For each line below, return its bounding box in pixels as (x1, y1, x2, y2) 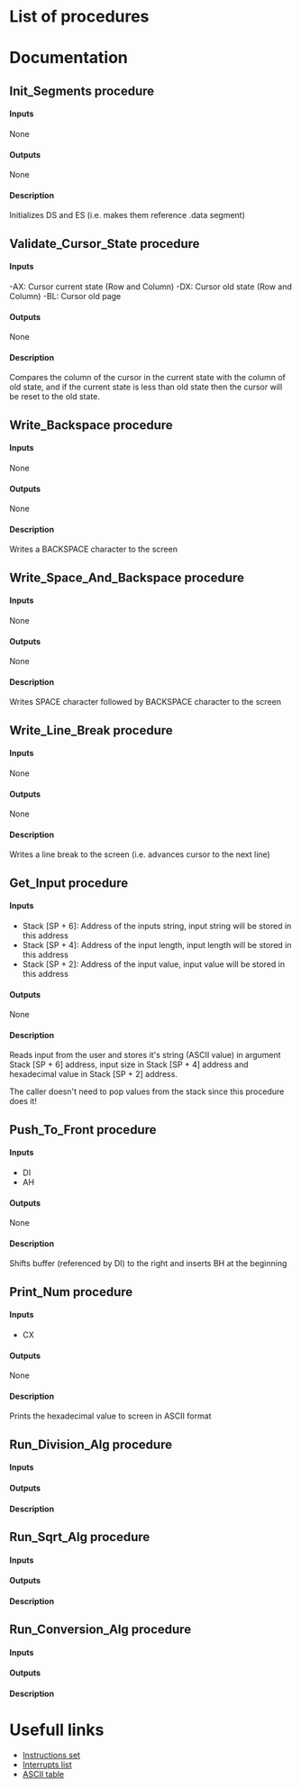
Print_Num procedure (9, 1284, 133, 1300)
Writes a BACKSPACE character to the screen (9, 543, 178, 555)
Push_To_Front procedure (9, 1122, 157, 1137)
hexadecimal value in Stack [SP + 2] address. (9, 1069, 178, 1080)
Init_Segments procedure (9, 83, 155, 98)
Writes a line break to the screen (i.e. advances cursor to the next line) (9, 849, 270, 860)
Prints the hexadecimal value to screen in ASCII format (9, 1410, 212, 1421)
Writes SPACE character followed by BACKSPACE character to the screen (9, 697, 282, 707)
